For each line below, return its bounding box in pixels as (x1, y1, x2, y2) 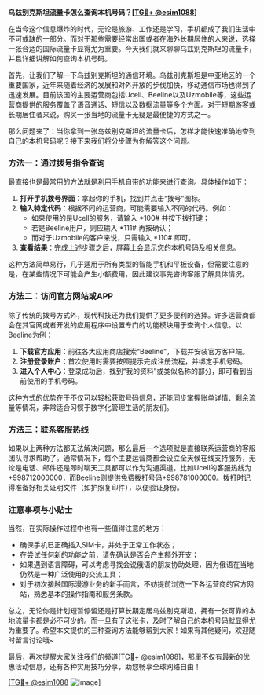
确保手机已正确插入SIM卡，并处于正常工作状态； (19, 540, 178, 550)
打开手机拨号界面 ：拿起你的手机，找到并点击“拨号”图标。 (19, 194, 206, 203)
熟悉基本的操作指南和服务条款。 (33, 589, 137, 599)
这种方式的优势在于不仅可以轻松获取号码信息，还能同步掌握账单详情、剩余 (8, 393, 249, 402)
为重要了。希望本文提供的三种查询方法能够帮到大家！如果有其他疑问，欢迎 (8, 626, 249, 635)
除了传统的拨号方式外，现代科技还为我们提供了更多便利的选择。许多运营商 (8, 310, 249, 320)
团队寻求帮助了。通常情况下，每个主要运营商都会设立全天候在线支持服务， (8, 453, 249, 463)
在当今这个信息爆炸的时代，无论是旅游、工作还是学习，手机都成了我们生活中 (8, 24, 256, 34)
